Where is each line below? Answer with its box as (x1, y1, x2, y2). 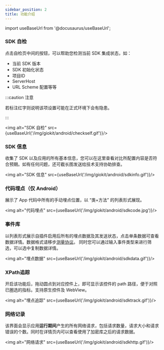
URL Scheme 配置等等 (12, 84, 57, 90)
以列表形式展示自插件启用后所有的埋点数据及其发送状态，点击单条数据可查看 (5, 233, 159, 239)
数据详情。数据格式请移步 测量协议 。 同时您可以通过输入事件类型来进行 (5, 239, 147, 245)
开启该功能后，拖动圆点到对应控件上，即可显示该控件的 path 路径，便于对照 (5, 281, 158, 287)
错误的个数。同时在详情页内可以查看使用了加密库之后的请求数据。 (5, 329, 138, 335)
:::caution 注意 (5, 94, 34, 100)
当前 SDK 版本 (12, 61, 41, 66)
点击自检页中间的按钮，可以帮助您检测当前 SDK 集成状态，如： (5, 50, 132, 56)
